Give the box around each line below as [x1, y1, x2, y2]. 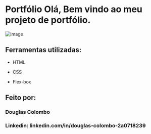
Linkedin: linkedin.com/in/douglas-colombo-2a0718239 [5, 122, 146, 129]
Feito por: [5, 94, 36, 102]
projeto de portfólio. [5, 14, 91, 26]
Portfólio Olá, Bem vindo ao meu [5, 4, 142, 15]
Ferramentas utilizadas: [5, 46, 82, 54]
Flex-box [12, 78, 31, 84]
